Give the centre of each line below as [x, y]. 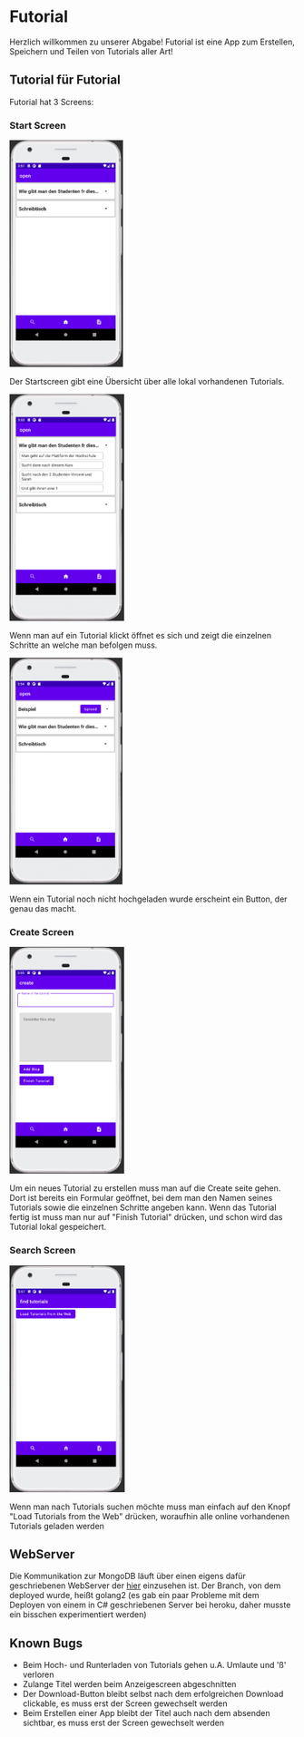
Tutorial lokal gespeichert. [58, 1227]
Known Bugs [46, 1643]
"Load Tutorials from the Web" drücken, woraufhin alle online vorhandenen [150, 1516]
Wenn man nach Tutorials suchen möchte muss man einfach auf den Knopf [150, 1507]
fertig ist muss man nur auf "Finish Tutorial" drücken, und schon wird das [146, 1217]
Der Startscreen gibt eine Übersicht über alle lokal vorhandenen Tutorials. [147, 382]
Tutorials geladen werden [57, 1526]
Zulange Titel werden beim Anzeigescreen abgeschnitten [129, 1684]
